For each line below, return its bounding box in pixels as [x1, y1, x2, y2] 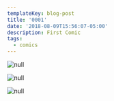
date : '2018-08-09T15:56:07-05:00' [7, 23, 109, 29]
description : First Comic [7, 29, 81, 36]
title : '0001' [7, 16, 48, 23]
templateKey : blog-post [7, 10, 75, 17]
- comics [13, 42, 38, 48]
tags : [7, 35, 23, 42]
